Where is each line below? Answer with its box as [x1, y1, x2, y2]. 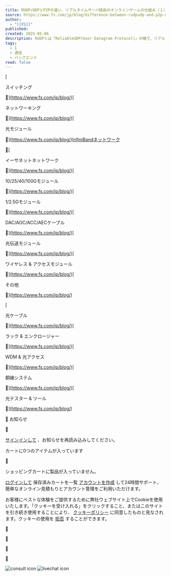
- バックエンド [10, 55, 38, 60]
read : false [5, 60, 31, 65]
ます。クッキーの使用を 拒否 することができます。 [5, 516, 110, 522]
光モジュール [5, 126, 32, 132]
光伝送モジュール [5, 241, 41, 247]
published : [5, 27, 28, 32]
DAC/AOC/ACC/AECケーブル [5, 220, 65, 226]
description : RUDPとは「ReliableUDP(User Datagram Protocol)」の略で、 [5, 36, 154, 41]
